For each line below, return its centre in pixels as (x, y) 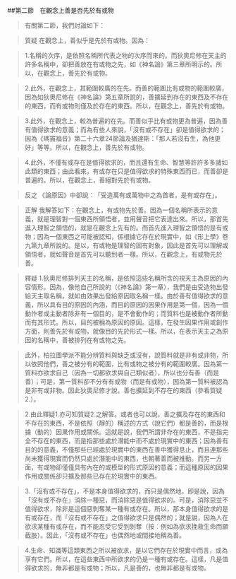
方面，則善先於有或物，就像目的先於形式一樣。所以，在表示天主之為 (123, 331)
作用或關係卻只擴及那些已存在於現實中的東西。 (92, 476)
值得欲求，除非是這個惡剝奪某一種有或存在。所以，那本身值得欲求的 (123, 509)
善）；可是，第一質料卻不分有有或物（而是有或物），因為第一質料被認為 (126, 381)
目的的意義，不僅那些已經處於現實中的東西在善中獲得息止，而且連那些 (126, 450)
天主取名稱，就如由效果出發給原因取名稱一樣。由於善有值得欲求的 (126, 296)
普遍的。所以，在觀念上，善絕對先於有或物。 (89, 180)
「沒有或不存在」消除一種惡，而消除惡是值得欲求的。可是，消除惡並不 (126, 500)
